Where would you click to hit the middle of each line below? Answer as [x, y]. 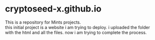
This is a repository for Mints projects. [43, 22]
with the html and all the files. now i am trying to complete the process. [76, 32]
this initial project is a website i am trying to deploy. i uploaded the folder [77, 27]
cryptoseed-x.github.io [53, 9]
